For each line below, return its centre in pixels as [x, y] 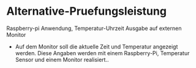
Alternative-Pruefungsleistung [87, 11]
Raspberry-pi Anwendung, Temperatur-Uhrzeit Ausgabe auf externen [94, 28]
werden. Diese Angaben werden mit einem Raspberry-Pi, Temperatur [102, 53]
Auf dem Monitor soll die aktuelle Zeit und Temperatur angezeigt [96, 47]
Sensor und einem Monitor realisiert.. [62, 59]
